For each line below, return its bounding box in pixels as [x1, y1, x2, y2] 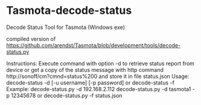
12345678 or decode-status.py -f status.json [11, 92, 123, 99]
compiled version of [6, 35, 56, 42]
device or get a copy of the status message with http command [6, 66, 164, 73]
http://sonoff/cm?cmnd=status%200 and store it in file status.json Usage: [6, 72, 190, 80]
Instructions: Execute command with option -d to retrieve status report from [6, 60, 195, 67]
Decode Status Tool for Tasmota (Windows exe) [6, 24, 126, 31]
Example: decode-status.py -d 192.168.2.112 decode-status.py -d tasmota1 [6, 85, 191, 92]
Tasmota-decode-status [6, 4, 132, 17]
